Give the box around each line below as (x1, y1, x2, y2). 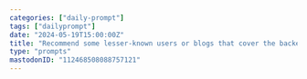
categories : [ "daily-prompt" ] (9, 13, 125, 23)
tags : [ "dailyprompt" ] (9, 22, 96, 31)
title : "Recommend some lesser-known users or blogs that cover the (9, 38, 276, 48)
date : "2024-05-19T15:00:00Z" (9, 30, 125, 39)
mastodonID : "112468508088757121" (9, 55, 142, 64)
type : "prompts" (9, 47, 71, 56)
